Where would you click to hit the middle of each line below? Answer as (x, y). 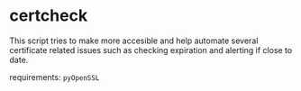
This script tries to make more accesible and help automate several (134, 41)
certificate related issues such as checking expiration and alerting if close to (151, 50)
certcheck (49, 16)
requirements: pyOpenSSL (55, 77)
